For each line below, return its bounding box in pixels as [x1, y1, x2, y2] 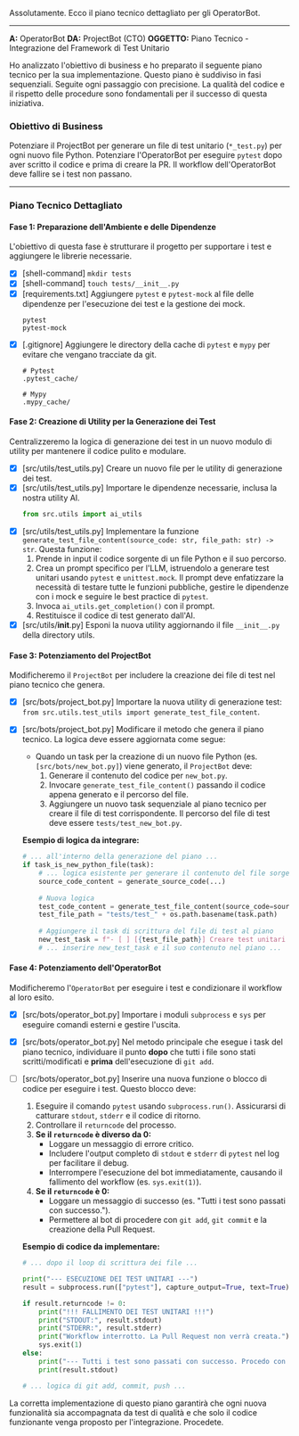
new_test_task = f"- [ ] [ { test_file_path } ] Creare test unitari [38, 936, 287, 945]
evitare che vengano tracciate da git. [21, 349, 158, 359]
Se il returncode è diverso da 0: [35, 1129, 151, 1140]
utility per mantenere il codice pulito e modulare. [9, 445, 187, 456]
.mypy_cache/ [21, 397, 71, 407]
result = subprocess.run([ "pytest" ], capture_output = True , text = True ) [21, 1283, 290, 1292]
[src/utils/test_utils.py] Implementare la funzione [21, 525, 200, 536]
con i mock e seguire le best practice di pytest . [35, 590, 209, 601]
